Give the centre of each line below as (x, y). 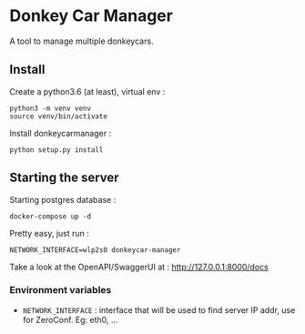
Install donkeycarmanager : (61, 133)
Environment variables (61, 290)
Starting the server (65, 178)
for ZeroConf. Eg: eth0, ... (70, 319)
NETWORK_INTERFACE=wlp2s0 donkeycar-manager (95, 250)
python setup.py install (56, 150)
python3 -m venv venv (51, 108)
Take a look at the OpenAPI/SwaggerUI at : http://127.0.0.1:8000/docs (139, 267)
